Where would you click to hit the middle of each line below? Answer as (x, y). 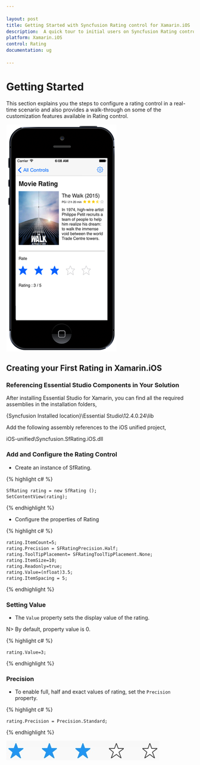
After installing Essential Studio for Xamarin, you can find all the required (95, 398)
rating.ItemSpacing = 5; (37, 578)
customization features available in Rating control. (67, 116)
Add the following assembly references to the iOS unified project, (86, 427)
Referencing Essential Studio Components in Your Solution (93, 385)
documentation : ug (29, 51)
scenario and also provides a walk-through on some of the (90, 110)
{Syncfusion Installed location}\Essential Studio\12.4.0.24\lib (80, 416)
